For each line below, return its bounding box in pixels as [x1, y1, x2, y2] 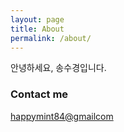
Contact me [10, 87, 69, 101]
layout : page [10, 14, 65, 25]
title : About [10, 24, 65, 34]
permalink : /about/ [10, 33, 92, 43]
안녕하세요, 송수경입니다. [10, 62, 107, 74]
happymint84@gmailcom [10, 110, 114, 122]
